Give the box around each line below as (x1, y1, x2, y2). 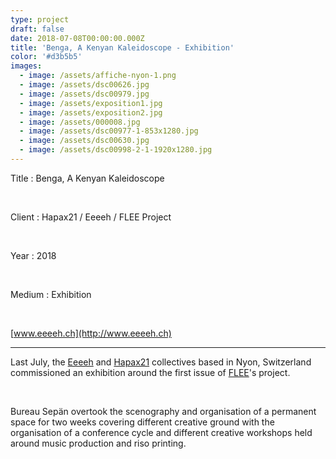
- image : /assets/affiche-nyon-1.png (19, 71, 177, 81)
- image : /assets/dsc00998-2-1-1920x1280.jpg (19, 145, 213, 155)
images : (10, 61, 43, 71)
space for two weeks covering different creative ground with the (10, 416, 275, 428)
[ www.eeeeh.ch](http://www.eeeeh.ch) (10, 327, 172, 339)
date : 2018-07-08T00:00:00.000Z (10, 33, 145, 43)
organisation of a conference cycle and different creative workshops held (10, 426, 313, 438)
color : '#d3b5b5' (10, 52, 83, 62)
